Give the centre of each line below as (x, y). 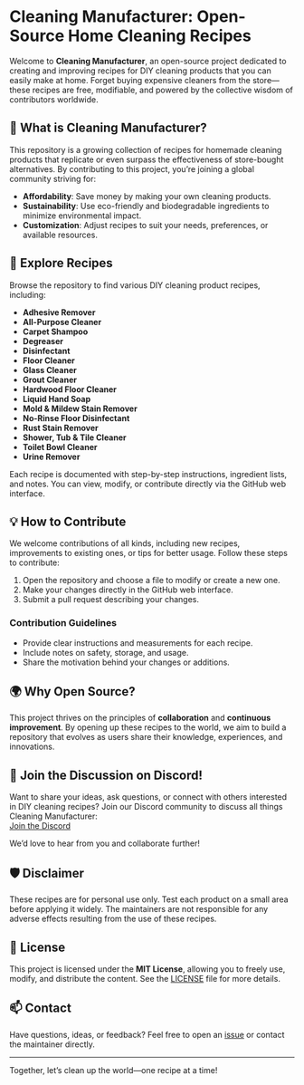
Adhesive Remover (59, 312)
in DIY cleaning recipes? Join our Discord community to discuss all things (146, 807)
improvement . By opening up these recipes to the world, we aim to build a (148, 727)
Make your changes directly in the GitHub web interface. (128, 590)
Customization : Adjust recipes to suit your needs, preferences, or (145, 225)
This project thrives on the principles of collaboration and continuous (140, 718)
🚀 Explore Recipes (61, 263)
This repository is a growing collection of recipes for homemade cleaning (146, 149)
